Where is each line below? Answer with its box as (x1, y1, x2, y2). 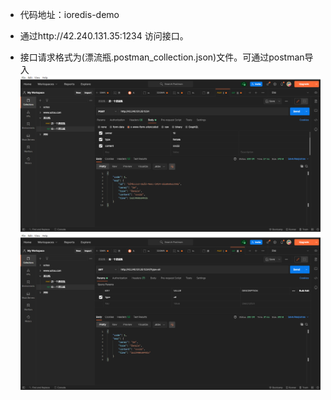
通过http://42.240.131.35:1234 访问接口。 (19, 30, 189, 42)
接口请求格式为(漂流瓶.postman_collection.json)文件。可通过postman (19, 51, 305, 63)
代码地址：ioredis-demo (19, 9, 120, 20)
